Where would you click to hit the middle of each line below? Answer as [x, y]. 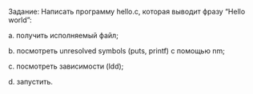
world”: [20, 20]
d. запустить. [31, 82]
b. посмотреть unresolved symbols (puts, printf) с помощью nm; [117, 51]
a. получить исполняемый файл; [63, 35]
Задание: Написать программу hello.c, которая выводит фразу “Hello [127, 12]
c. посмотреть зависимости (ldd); [66, 66]
